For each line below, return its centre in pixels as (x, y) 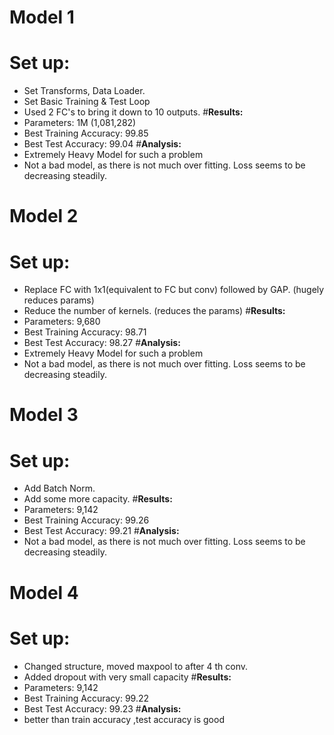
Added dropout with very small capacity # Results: (127, 677)
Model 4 (44, 592)
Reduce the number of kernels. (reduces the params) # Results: (154, 311)
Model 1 (42, 17)
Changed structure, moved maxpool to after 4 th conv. (136, 666)
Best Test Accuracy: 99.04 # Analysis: (102, 144)
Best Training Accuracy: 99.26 (86, 520)
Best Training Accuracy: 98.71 (85, 332)
